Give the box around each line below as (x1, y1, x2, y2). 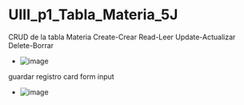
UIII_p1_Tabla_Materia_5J (8, 6, 178, 24)
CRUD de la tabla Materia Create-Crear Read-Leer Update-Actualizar (8, 32, 236, 42)
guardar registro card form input (8, 71, 114, 81)
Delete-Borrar (8, 40, 54, 50)
